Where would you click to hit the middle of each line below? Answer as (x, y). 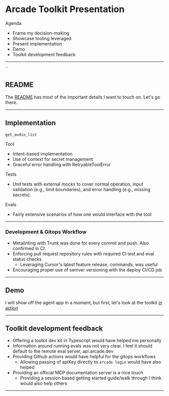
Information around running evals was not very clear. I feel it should (82, 346)
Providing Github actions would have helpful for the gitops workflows (84, 357)
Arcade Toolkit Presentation (65, 9)
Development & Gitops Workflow (46, 232)
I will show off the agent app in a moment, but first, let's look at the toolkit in (84, 302)
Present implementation (37, 43)
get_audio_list (21, 135)
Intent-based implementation (43, 154)
